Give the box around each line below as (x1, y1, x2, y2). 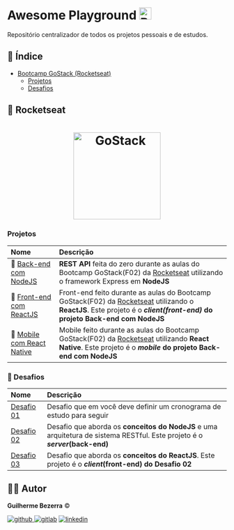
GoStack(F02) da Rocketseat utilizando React (58, 334, 209, 343)
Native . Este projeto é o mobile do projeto (58, 342, 198, 352)
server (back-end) (47, 439, 109, 449)
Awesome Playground (7, 8, 137, 24)
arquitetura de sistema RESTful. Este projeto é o (47, 430, 203, 440)
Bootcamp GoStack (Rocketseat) (17, 69, 111, 77)
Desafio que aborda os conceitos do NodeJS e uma (47, 421, 218, 431)
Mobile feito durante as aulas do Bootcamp (58, 325, 200, 334)
